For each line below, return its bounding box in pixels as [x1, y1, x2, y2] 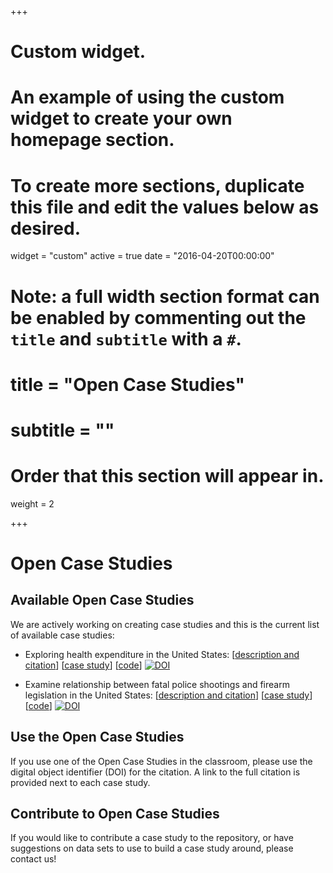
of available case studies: [10, 629, 115, 641]
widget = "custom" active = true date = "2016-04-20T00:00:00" [10, 250, 275, 262]
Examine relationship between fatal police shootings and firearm [24, 678, 290, 690]
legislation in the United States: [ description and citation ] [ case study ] [24, 689, 313, 701]
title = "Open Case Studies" [10, 373, 245, 396]
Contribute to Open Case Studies [10, 806, 220, 823]
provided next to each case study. [10, 776, 151, 788]
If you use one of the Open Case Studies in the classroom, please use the [10, 755, 313, 767]
